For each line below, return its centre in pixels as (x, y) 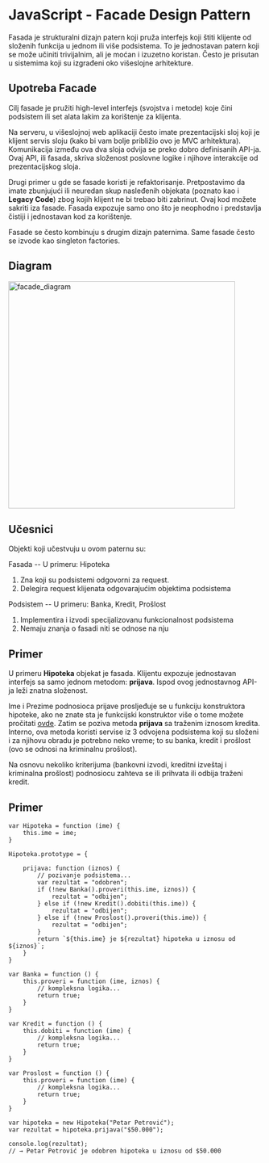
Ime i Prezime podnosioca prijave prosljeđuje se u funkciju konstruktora (127, 706)
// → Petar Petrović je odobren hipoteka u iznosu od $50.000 (115, 1151)
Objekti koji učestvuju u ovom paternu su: (77, 549)
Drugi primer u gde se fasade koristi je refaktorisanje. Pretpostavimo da (127, 182)
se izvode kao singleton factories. (64, 241)
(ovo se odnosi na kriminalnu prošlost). (73, 749)
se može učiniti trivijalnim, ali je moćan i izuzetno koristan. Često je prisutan (134, 54)
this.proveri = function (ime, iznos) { (91, 981)
